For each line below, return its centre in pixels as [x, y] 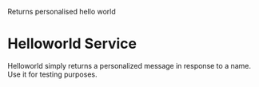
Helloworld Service [72, 44]
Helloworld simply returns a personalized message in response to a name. [129, 65]
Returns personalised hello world [62, 12]
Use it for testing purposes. [52, 74]
